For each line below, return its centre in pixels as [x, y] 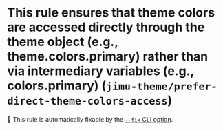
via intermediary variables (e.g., [100, 71]
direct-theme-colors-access [87, 101]
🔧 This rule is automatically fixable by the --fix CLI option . [90, 119]
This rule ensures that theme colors [111, 13]
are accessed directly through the [106, 27]
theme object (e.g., [63, 42]
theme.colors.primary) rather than [108, 57]
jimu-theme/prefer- [161, 87]
